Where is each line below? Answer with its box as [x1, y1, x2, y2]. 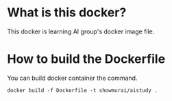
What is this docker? [7, 5, 127, 20]
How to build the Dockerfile [7, 51, 166, 67]
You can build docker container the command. [7, 74, 138, 82]
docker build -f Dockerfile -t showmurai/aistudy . [7, 87, 158, 93]
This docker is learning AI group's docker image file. [7, 27, 155, 35]
